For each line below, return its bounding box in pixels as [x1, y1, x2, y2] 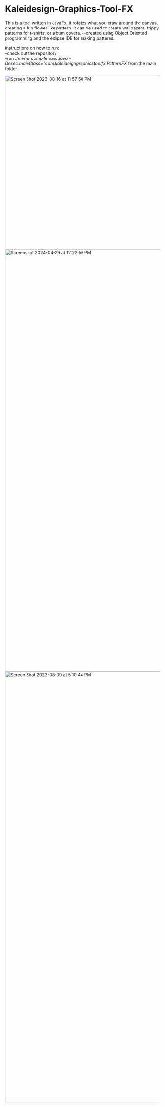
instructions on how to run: [5, 45, 60, 51]
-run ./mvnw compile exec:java [5, 55, 68, 61]
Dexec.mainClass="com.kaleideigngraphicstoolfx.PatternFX [5, 60, 127, 66]
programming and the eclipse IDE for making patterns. [5, 35, 115, 41]
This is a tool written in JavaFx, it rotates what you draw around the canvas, [5, 20, 158, 26]
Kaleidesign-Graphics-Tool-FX [5, 3, 134, 15]
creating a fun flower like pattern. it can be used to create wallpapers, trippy [5, 25, 159, 30]
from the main [128, 60, 156, 66]
